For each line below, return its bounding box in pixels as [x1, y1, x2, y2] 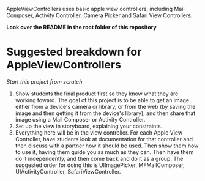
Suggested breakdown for [6, 45, 142, 59]
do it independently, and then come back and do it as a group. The [15, 155, 184, 162]
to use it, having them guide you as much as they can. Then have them [15, 148, 194, 155]
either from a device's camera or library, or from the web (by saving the [15, 103, 196, 110]
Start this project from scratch [6, 78, 83, 85]
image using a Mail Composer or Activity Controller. [15, 116, 146, 123]
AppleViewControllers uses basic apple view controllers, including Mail [6, 6, 185, 12]
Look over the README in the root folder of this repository [6, 24, 157, 31]
